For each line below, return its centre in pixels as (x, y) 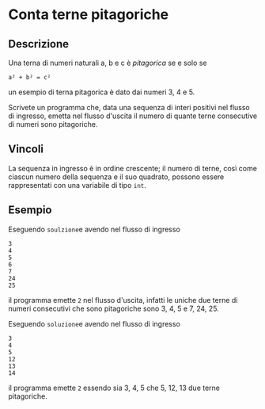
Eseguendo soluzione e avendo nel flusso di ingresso (94, 323)
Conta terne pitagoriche (89, 15)
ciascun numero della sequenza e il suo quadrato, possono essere (116, 177)
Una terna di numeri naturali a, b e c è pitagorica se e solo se (108, 63)
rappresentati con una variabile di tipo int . (77, 185)
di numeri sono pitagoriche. (53, 124)
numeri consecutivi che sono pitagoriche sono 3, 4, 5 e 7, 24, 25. (114, 308)
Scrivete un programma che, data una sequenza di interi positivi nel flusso (129, 107)
